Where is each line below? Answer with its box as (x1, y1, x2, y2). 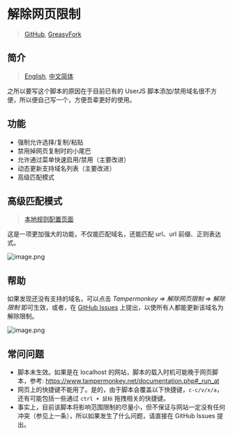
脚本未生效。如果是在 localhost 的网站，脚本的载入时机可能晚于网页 (17, 368, 213, 376)
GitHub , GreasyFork (24, 29, 82, 38)
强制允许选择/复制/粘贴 (17, 138, 84, 146)
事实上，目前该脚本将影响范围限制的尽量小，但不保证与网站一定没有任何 (17, 403, 225, 411)
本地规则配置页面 (24, 215, 74, 224)
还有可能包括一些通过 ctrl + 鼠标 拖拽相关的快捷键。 (17, 394, 170, 402)
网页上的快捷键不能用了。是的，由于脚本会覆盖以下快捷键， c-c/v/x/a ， (17, 385, 223, 394)
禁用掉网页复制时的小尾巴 (17, 146, 91, 155)
